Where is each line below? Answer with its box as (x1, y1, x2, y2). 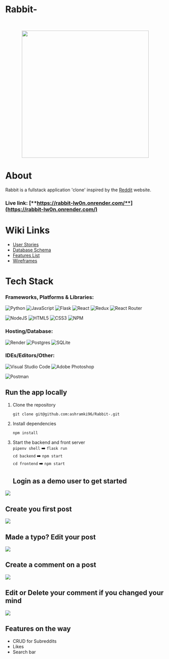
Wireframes (12, 257, 38, 264)
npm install (12, 430, 38, 436)
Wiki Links (5, 224, 50, 236)
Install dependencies (12, 420, 57, 426)
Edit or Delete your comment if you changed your (5, 589, 164, 597)
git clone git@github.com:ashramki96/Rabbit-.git (12, 411, 120, 417)
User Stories (12, 241, 39, 247)
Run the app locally (5, 388, 67, 397)
